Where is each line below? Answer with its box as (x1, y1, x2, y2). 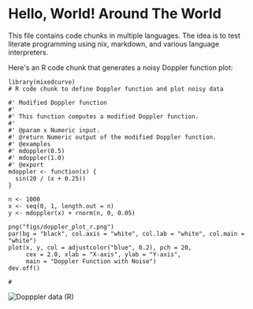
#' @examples (8, 140, 51, 148)
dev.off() (8, 264, 41, 272)
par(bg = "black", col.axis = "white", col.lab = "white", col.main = (8, 229, 245, 237)
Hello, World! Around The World (8, 5, 222, 23)
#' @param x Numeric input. (8, 126, 101, 134)
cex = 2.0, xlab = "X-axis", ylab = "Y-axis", (25, 250, 181, 259)
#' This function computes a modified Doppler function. (8, 112, 199, 121)
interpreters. (8, 47, 49, 57)
